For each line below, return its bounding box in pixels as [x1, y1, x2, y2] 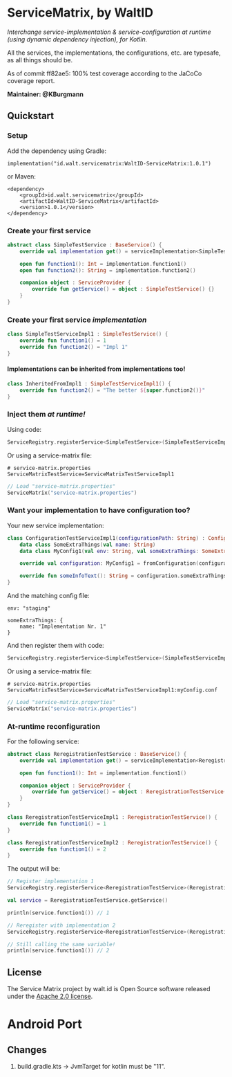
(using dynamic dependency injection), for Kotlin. [7, 35, 148, 43]
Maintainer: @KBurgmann [7, 90, 84, 98]
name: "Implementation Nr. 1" [19, 623, 107, 631]
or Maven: [7, 172, 36, 181]
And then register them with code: [7, 642, 105, 650]
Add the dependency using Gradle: [7, 147, 107, 155]
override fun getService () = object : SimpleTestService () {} [32, 286, 215, 293]
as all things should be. [7, 55, 73, 64]
